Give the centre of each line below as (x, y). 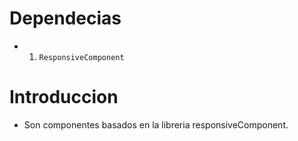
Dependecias (65, 18)
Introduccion (64, 97)
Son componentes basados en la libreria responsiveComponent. (156, 124)
